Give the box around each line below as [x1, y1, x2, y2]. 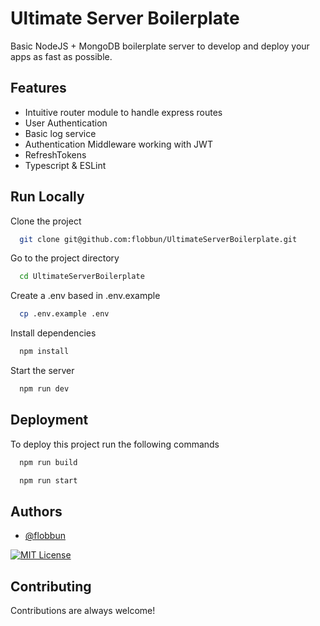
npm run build [19, 457, 78, 467]
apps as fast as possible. [10, 50, 113, 62]
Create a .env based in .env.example [10, 290, 161, 302]
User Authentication [24, 117, 108, 129]
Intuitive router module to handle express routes [24, 106, 223, 118]
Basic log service [24, 127, 97, 139]
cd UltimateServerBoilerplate [19, 272, 145, 282]
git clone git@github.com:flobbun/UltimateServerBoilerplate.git [19, 234, 298, 244]
